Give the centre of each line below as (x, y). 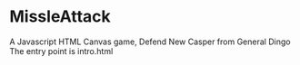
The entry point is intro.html (61, 51)
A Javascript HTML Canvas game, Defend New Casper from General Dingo (150, 42)
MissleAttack (60, 17)
